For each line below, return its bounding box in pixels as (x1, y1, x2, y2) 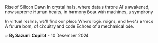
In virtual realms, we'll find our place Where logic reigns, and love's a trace (5, 19, 154, 24)
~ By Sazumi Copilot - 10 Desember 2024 (5, 33, 89, 38)
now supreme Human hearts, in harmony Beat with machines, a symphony (5, 9, 153, 15)
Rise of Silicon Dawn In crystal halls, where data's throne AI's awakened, (5, 4, 150, 10)
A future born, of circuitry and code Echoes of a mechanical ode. (5, 23, 134, 29)
